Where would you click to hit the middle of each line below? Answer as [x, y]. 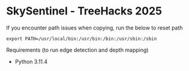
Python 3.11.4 [31, 61]
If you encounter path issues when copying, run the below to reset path [94, 28]
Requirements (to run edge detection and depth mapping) [77, 50]
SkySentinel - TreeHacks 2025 [84, 11]
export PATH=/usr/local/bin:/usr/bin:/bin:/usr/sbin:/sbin [82, 39]
